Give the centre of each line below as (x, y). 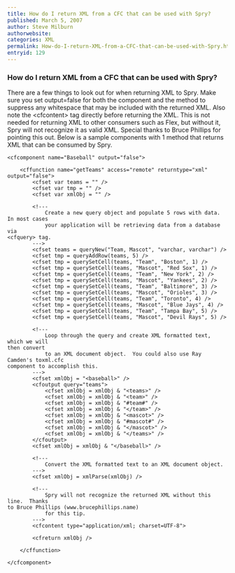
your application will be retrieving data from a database (132, 225)
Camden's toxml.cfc (36, 360)
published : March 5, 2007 (45, 20)
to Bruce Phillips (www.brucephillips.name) (73, 508)
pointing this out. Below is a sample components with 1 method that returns (115, 137)
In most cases (28, 219)
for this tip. (65, 514)
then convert (26, 348)
